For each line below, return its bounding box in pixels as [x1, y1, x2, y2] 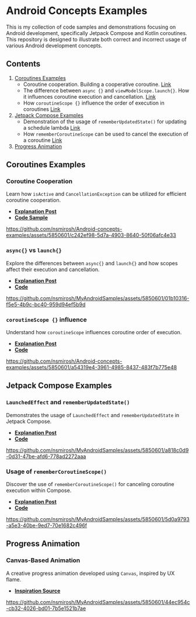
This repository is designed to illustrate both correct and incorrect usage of [6, 36, 187, 43]
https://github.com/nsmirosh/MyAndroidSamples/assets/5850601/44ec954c [6, 598, 190, 605]
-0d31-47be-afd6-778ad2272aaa [6, 453, 86, 460]
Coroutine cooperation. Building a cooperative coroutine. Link [23, 81, 171, 88]
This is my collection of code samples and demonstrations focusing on [6, 23, 176, 30]
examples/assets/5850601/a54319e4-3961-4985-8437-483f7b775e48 [6, 364, 177, 371]
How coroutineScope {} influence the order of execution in [23, 99, 164, 106]
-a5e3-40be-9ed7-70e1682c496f [6, 522, 87, 529]
